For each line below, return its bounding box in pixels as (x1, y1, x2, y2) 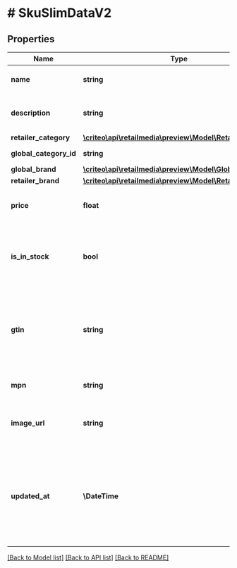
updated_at (11, 491, 50, 501)
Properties (7, 33, 55, 45)
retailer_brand (11, 176, 60, 185)
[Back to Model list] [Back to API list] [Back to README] (7, 553, 169, 562)
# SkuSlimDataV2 (7, 5, 112, 21)
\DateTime (83, 491, 119, 501)
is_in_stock (11, 252, 49, 261)
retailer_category (11, 132, 71, 142)
